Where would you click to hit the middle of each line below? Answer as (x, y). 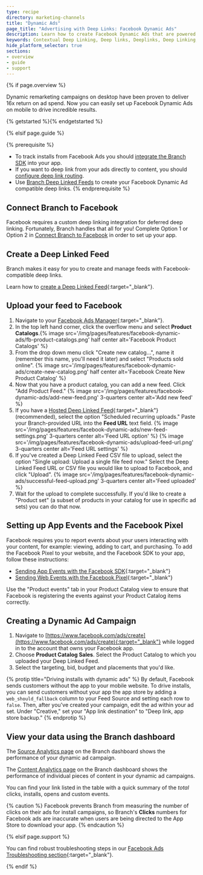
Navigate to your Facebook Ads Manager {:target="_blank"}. (89, 320)
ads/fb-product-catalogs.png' (52, 340)
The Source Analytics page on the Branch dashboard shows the (86, 751)
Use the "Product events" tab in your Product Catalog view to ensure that (97, 589)
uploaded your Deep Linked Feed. (57, 661)
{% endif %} (22, 867)
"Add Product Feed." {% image (53, 391)
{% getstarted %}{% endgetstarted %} (55, 121)
